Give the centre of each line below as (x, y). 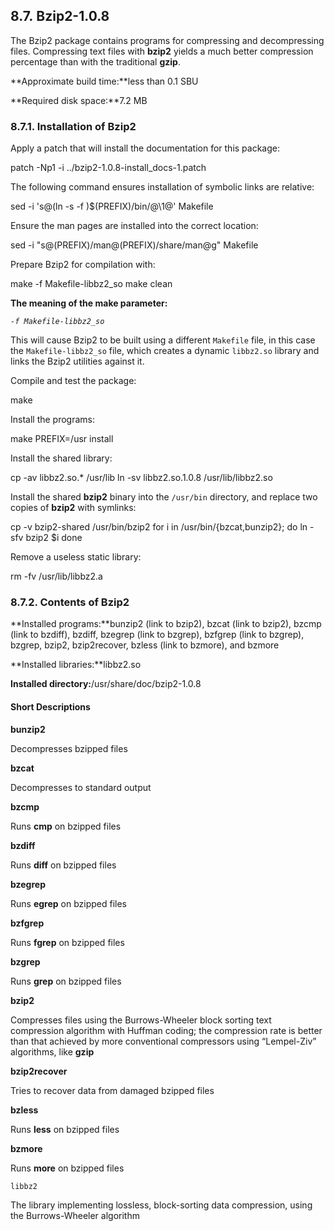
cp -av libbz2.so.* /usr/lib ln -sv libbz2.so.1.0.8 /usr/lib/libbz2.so (141, 478)
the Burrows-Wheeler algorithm (75, 1215)
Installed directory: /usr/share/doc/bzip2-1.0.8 (106, 684)
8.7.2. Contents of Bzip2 (70, 602)
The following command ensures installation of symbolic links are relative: (162, 187)
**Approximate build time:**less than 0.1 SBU (104, 81)
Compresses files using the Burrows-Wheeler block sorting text (141, 1020)
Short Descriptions (50, 707)
